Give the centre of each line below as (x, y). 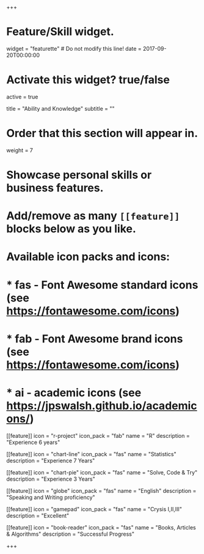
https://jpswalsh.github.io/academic (102, 406)
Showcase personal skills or (79, 175)
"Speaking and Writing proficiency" (51, 497)
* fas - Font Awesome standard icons (102, 285)
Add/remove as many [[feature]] (93, 216)
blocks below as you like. (71, 229)
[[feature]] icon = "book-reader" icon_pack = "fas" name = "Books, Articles (101, 527)
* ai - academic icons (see (74, 393)
